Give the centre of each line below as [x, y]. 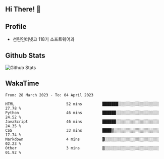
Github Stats [25, 55]
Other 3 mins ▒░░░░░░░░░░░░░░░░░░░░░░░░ [82, 148]
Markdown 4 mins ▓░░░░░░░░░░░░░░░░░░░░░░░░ [82, 139]
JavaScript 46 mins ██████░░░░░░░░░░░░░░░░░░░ [82, 122]
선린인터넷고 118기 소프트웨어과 [43, 39]
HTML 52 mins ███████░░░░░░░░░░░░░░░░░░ [82, 104]
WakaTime [22, 84]
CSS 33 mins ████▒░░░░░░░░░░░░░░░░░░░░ [82, 130]
